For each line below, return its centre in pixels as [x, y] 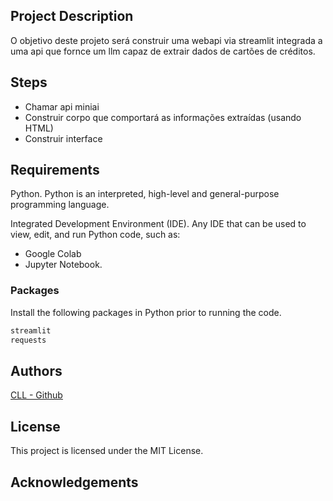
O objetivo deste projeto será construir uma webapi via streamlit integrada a [166, 40]
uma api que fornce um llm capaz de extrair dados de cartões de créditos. [163, 51]
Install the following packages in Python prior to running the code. [146, 312]
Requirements [55, 170]
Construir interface [63, 138]
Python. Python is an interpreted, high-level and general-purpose [145, 194]
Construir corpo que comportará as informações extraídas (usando [163, 117]
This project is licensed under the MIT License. [107, 451]
